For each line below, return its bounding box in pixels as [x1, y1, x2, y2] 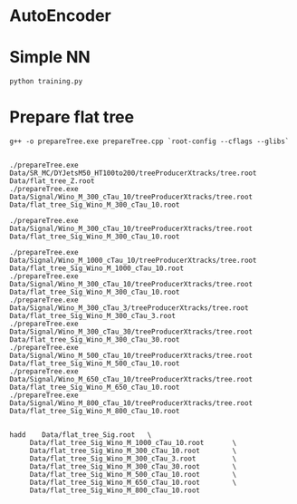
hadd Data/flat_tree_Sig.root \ [9, 431, 152, 440]
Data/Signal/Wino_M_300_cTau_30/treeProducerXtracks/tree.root [9, 327, 254, 336]
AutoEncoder [9, 5, 111, 26]
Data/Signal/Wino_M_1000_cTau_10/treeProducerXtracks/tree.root [9, 256, 257, 266]
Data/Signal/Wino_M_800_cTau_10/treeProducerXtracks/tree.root [9, 399, 254, 408]
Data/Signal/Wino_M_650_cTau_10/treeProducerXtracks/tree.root [9, 375, 254, 384]
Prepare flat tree [9, 107, 134, 128]
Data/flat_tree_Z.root [9, 177, 95, 186]
